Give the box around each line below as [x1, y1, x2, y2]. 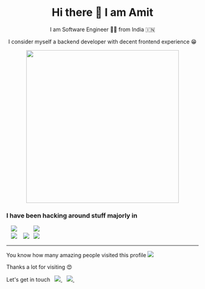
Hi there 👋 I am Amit [51, 5, 154, 20]
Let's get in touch [6, 276, 51, 284]
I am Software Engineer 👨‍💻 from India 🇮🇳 [49, 26, 156, 33]
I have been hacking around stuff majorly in [6, 211, 138, 219]
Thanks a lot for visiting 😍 [6, 263, 73, 271]
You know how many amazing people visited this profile [6, 252, 146, 259]
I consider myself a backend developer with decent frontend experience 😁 [8, 38, 197, 45]
